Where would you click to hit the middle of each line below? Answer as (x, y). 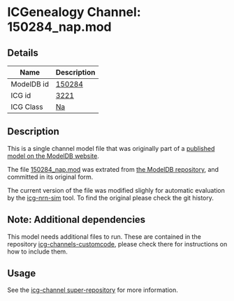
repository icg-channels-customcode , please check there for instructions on (117, 244)
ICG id (21, 95)
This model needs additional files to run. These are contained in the (104, 236)
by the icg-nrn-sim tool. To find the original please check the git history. (111, 198)
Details (23, 53)
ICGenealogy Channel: (74, 12)
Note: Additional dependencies (76, 220)
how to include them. (37, 251)
